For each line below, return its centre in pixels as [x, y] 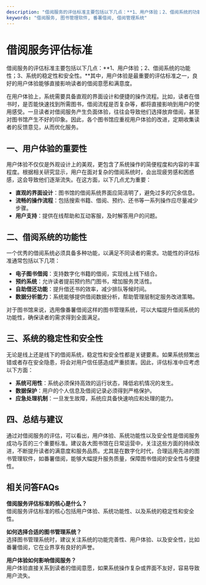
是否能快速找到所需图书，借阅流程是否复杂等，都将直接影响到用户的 [108, 104]
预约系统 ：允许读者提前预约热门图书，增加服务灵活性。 [85, 281]
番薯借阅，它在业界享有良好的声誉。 [52, 547]
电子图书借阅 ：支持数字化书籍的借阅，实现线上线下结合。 [88, 274]
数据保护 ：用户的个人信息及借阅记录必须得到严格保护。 [85, 390]
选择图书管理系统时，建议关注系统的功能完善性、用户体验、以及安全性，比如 [103, 539]
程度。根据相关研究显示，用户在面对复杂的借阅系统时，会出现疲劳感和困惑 [100, 172]
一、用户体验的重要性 [47, 148]
